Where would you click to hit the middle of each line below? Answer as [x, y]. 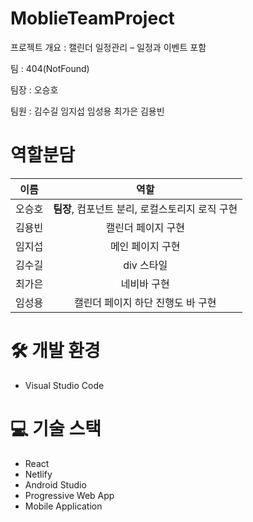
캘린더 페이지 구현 [145, 227]
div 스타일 [145, 265]
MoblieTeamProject [92, 18]
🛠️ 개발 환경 [55, 351]
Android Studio [55, 484]
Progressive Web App [69, 495]
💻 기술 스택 [56, 429]
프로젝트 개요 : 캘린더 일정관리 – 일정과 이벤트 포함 [108, 47]
